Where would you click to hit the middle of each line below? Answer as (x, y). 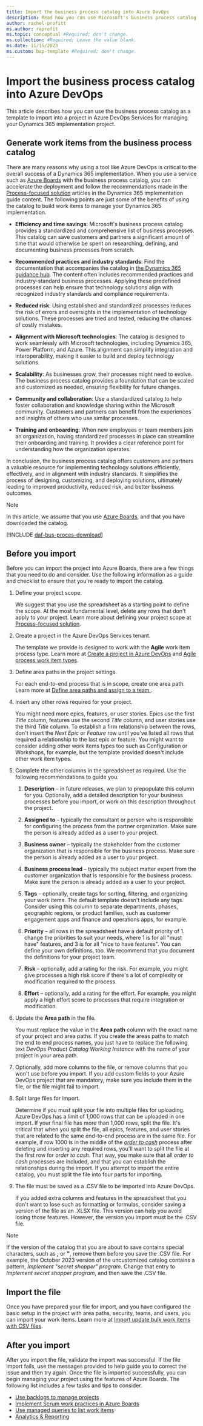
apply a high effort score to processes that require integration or (104, 1000)
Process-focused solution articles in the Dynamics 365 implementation (95, 193)
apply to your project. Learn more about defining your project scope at (103, 618)
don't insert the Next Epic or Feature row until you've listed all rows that (104, 733)
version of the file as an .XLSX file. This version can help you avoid (98, 1211)
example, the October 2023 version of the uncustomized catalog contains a (101, 1260)
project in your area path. (47, 1056)
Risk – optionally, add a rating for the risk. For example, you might (106, 969)
